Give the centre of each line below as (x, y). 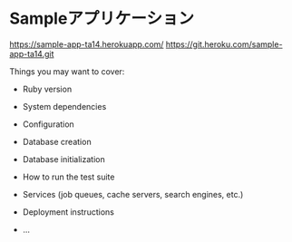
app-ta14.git (32, 53)
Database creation (57, 141)
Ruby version (47, 89)
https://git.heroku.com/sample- (224, 44)
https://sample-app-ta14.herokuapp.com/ (87, 44)
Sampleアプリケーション (102, 19)
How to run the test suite (68, 177)
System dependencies (64, 106)
